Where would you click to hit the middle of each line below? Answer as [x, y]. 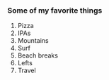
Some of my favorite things [55, 11]
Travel [27, 71]
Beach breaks [38, 55]
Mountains [33, 41]
